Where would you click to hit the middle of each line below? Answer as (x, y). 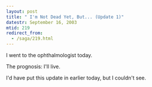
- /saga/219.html (32, 39)
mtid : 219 (18, 28)
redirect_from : (25, 33)
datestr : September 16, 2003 (42, 22)
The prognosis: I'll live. (33, 67)
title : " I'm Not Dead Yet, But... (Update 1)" (65, 17)
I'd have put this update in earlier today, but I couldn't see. (76, 78)
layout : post (22, 11)
